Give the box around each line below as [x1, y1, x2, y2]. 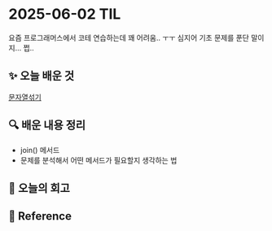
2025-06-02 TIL [8, 5, 121, 24]
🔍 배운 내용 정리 [8, 119, 86, 133]
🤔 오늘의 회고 [8, 181, 71, 195]
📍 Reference [8, 209, 72, 224]
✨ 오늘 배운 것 [8, 69, 75, 83]
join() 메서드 [20, 145, 60, 155]
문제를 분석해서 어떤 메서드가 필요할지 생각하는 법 [20, 155, 178, 165]
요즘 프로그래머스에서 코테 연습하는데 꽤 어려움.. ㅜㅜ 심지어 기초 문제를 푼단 [8, 33, 250, 42]
